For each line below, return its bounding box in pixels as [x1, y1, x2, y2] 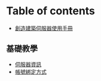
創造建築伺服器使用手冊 [14, 24, 73, 32]
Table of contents [6, 4, 96, 18]
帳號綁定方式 [14, 68, 47, 75]
